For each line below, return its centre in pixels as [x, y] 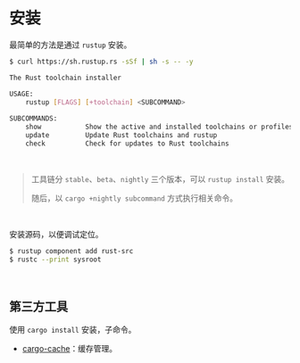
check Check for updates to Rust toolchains [127, 144]
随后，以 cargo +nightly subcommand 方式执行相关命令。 [134, 198]
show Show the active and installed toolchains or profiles [159, 127]
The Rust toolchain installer [66, 78]
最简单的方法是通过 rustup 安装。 [71, 45]
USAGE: [21, 94]
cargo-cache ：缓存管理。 [70, 349]
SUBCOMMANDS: [33, 119]
